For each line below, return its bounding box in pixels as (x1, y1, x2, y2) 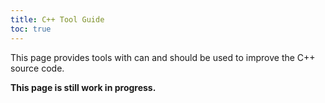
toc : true (10, 24, 52, 34)
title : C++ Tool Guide (10, 14, 105, 25)
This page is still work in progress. (10, 81, 157, 93)
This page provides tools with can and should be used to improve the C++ (10, 51, 316, 63)
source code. (10, 62, 65, 74)
